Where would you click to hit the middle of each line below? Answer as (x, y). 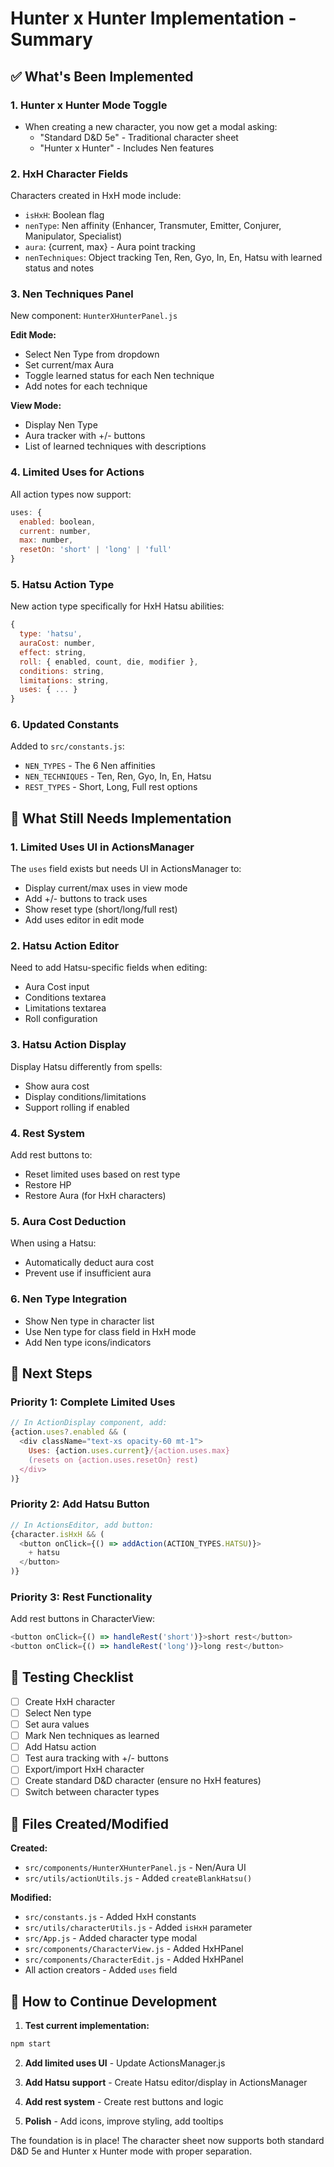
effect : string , (53, 652)
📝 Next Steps (51, 1373)
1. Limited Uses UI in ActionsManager (102, 847)
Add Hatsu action (60, 1747)
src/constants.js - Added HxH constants (110, 1917)
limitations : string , (64, 680)
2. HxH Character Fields (69, 174)
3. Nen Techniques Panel (72, 294)
